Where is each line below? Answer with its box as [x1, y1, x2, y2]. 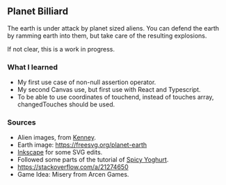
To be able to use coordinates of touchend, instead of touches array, [17, 93, 214, 102]
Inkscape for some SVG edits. [17, 148, 103, 156]
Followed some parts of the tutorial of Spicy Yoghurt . [17, 156, 169, 164]
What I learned [7, 62, 58, 72]
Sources [7, 118, 36, 127]
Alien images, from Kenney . [17, 134, 96, 142]
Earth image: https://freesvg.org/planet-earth [17, 140, 147, 149]
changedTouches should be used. [17, 100, 115, 108]
